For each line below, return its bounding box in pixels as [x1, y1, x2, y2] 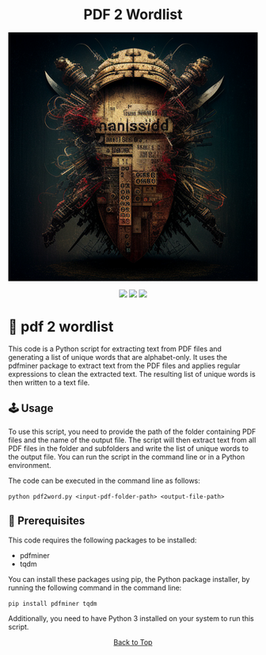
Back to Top [113, 637, 153, 647]
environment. [8, 460, 51, 469]
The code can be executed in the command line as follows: [8, 476, 200, 485]
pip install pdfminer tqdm [8, 599, 97, 607]
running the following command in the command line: [8, 583, 182, 592]
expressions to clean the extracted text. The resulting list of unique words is [8, 369, 256, 378]
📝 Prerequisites [8, 514, 85, 528]
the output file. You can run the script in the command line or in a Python [8, 452, 245, 462]
